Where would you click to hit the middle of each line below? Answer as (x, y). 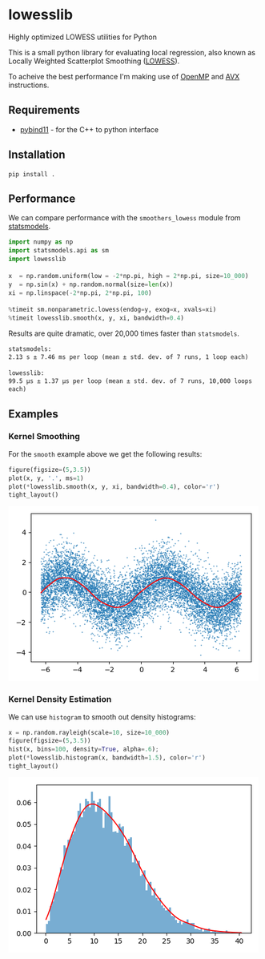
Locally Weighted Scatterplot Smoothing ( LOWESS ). (94, 61)
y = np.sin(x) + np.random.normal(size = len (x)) (91, 284)
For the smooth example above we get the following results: (105, 453)
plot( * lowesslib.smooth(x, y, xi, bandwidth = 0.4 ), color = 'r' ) (114, 486)
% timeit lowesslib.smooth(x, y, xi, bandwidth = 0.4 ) (96, 318)
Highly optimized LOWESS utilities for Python (83, 37)
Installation (37, 155)
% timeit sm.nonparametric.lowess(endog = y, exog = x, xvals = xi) (112, 310)
